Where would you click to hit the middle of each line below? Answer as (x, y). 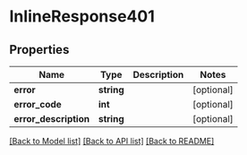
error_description (52, 119)
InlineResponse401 (82, 17)
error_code (38, 104)
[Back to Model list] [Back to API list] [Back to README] (112, 141)
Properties (39, 50)
